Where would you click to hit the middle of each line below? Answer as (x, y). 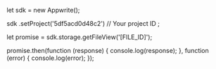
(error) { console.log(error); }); (50, 58)
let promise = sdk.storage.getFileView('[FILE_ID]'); (80, 37)
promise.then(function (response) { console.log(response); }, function (108, 51)
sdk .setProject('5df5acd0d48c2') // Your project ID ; (83, 23)
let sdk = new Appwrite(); (43, 10)
